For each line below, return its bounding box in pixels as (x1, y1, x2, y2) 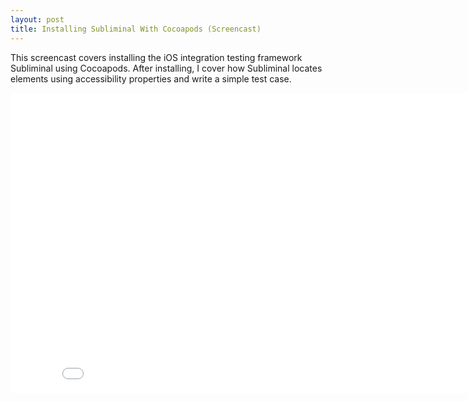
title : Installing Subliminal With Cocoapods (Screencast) (10, 24, 262, 34)
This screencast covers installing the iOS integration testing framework (10, 51, 303, 63)
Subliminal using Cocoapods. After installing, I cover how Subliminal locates (10, 62, 323, 74)
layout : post (10, 14, 65, 25)
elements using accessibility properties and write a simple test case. (10, 72, 292, 85)
